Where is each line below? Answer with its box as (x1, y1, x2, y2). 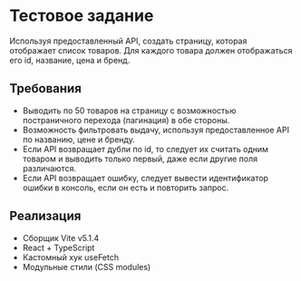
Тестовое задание (9, 5, 154, 26)
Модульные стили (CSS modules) (22, 261, 151, 272)
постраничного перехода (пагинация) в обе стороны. (22, 114, 230, 125)
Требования (9, 81, 82, 96)
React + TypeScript (22, 242, 95, 253)
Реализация (9, 208, 82, 224)
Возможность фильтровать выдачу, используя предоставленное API (22, 124, 290, 135)
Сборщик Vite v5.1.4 (22, 232, 100, 243)
